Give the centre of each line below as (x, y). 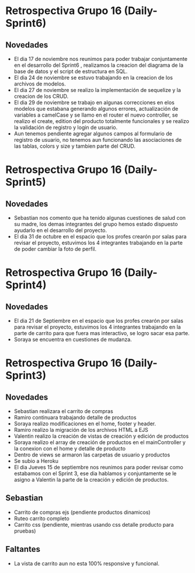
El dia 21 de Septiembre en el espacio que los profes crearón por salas (98, 321)
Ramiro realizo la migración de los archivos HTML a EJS (81, 430)
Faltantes (23, 549)
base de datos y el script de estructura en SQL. (71, 71)
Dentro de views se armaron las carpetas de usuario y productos (92, 455)
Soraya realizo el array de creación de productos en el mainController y (100, 442)
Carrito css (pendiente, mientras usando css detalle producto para (94, 524)
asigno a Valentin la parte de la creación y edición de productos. (91, 480)
